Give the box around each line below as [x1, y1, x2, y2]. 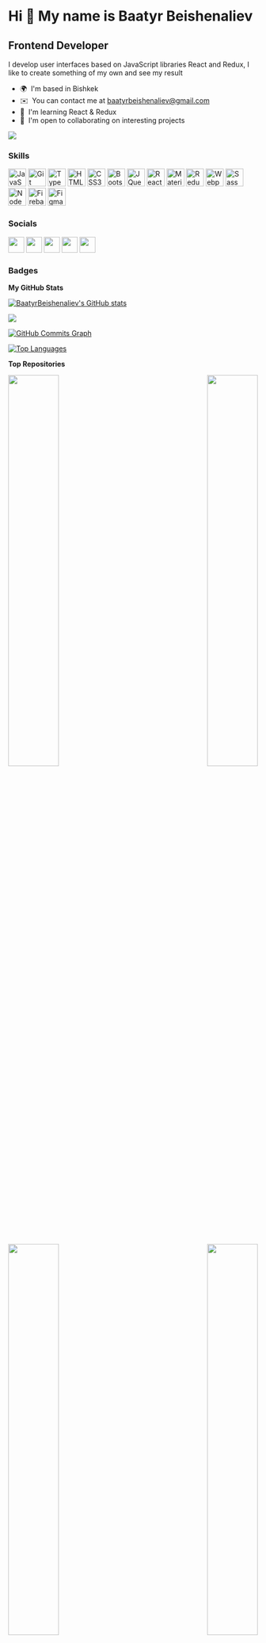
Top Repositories [8, 359, 66, 368]
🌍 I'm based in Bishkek [19, 84, 99, 93]
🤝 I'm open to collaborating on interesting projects [19, 116, 185, 125]
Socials [8, 218, 37, 229]
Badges [8, 265, 38, 276]
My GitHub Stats [8, 283, 64, 292]
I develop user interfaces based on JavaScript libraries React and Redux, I [8, 59, 249, 69]
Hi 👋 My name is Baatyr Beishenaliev [8, 7, 253, 25]
